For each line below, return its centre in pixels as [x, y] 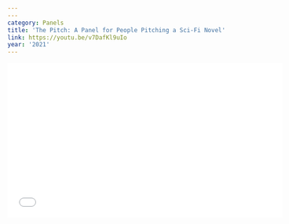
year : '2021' [29, 45]
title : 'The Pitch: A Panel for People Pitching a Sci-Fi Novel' [116, 30]
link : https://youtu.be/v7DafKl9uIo [67, 37]
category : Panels [36, 23]
